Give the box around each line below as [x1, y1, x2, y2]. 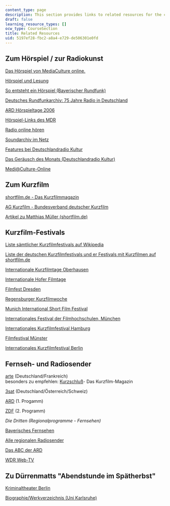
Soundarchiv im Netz [5, 136, 49, 142]
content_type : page [5, 7, 47, 13]
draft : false [5, 17, 33, 22]
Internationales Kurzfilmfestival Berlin [5, 345, 83, 351]
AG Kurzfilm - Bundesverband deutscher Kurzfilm [5, 203, 109, 210]
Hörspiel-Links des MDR [5, 117, 56, 123]
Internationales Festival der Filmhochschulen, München [5, 316, 120, 322]
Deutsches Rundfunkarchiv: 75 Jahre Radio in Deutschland [5, 97, 128, 103]
